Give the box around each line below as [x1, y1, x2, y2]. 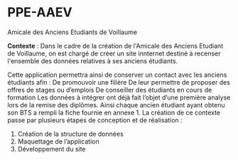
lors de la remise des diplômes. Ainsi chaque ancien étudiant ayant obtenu [7, 100, 225, 109]
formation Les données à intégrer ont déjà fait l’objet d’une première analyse [7, 93, 231, 102]
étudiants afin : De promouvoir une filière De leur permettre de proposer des [7, 78, 231, 86]
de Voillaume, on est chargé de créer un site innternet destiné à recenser [7, 49, 222, 58]
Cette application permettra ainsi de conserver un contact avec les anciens [7, 70, 227, 79]
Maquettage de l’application [17, 137, 99, 146]
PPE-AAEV [7, 4, 72, 21]
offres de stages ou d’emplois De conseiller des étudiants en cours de [7, 85, 212, 94]
